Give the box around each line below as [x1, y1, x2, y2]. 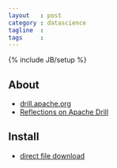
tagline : [8, 26, 44, 34]
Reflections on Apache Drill [19, 107, 109, 117]
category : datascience [8, 19, 87, 27]
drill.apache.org [19, 99, 71, 109]
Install [8, 130, 40, 144]
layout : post [8, 11, 62, 20]
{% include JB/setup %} [8, 55, 87, 65]
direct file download [19, 151, 85, 160]
